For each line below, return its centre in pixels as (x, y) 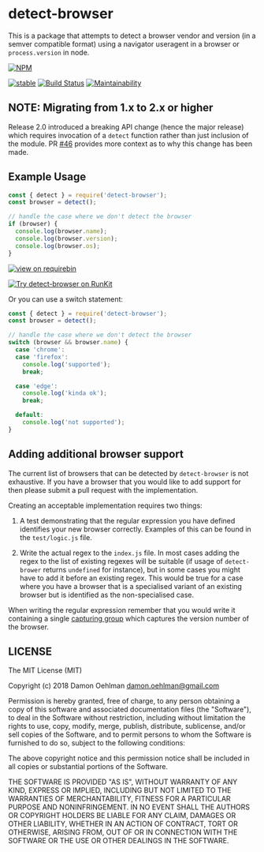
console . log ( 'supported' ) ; (67, 364)
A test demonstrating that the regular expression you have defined (127, 520)
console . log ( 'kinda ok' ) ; (65, 393)
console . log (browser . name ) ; (61, 231)
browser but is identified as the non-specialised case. (107, 595)
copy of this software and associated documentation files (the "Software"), (130, 709)
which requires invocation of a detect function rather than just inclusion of (128, 135)
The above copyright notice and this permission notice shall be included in (129, 758)
